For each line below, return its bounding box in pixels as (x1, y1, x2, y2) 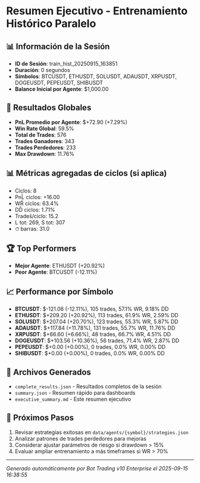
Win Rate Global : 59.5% (14, 125, 74, 132)
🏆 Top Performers (6, 243, 77, 254)
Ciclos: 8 (14, 187, 37, 194)
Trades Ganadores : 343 (14, 137, 75, 144)
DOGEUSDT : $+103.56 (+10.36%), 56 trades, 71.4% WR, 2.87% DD (14, 337, 180, 344)
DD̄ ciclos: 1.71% (14, 206, 55, 213)
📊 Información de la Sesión (6, 41, 110, 51)
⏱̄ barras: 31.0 (14, 225, 50, 232)
